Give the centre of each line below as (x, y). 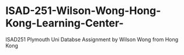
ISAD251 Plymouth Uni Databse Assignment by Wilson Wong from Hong (92, 39)
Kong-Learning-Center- (65, 23)
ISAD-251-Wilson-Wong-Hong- (83, 11)
